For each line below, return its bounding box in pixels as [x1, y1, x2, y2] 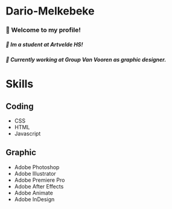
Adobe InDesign [14, 195, 55, 203]
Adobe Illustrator [14, 170, 57, 177]
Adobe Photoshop [14, 163, 60, 170]
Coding [5, 101, 34, 111]
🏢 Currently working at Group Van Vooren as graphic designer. [5, 56, 167, 63]
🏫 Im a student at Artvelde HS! [5, 40, 83, 48]
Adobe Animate [14, 189, 54, 196]
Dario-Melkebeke [5, 4, 95, 18]
